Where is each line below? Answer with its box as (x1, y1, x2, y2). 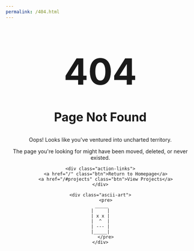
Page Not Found (53, 109, 147, 125)
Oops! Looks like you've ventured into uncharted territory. (29, 136, 172, 144)
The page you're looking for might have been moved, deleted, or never (13, 148, 188, 155)
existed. (90, 154, 111, 162)
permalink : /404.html (5, 8, 60, 15)
